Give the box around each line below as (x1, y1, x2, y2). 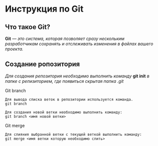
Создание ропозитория (5, 60, 80, 69)
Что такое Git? (5, 23, 50, 31)
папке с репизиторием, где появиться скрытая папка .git (5, 78, 124, 84)
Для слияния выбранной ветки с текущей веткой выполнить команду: (5, 132, 142, 137)
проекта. (5, 46, 24, 52)
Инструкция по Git (5, 3, 84, 15)
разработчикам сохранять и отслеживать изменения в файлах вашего (5, 41, 154, 47)
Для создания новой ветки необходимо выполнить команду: (5, 109, 123, 115)
